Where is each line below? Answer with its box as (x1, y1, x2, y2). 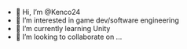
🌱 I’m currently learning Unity (15, 24, 111, 33)
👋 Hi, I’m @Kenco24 (15, 8, 81, 16)
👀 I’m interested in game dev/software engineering (15, 16, 179, 25)
